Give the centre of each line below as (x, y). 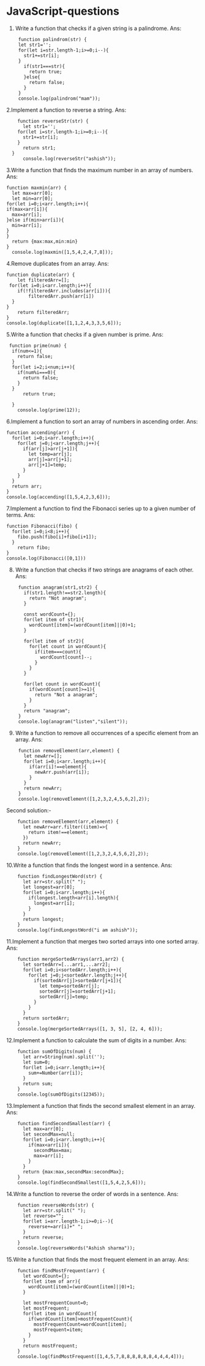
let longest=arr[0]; (49, 887)
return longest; (43, 919)
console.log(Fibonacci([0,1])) (46, 558)
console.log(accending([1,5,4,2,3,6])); (59, 497)
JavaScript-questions (63, 11)
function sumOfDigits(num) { (54, 1051)
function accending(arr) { (41, 433)
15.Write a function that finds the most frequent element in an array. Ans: (98, 1259)
